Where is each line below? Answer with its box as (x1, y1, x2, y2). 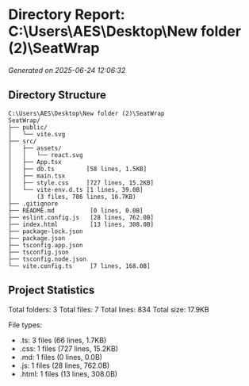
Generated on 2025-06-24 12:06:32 (8, 65, 126, 75)
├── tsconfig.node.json (8, 255, 87, 263)
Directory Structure (8, 89, 107, 102)
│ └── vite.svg (8, 130, 66, 138)
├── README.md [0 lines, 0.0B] (8, 206, 144, 215)
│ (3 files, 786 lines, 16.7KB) (8, 193, 136, 201)
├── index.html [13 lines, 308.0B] (8, 220, 155, 228)
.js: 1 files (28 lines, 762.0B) (19, 361, 110, 370)
